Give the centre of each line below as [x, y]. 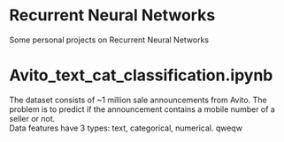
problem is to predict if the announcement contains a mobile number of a [142, 109]
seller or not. [32, 118]
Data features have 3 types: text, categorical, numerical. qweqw [126, 128]
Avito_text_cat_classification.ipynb [141, 75]
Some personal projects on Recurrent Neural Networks [109, 40]
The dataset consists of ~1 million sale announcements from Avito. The [138, 100]
